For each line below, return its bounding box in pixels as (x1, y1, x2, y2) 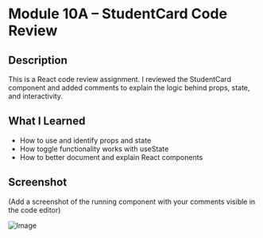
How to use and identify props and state (19, 135, 152, 145)
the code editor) (8, 205, 61, 215)
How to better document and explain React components (19, 152, 203, 162)
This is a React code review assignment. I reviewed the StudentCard (8, 75, 232, 84)
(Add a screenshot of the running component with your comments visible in (8, 197, 256, 206)
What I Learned (8, 115, 86, 128)
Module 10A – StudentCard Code (8, 5, 228, 23)
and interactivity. (8, 92, 64, 100)
